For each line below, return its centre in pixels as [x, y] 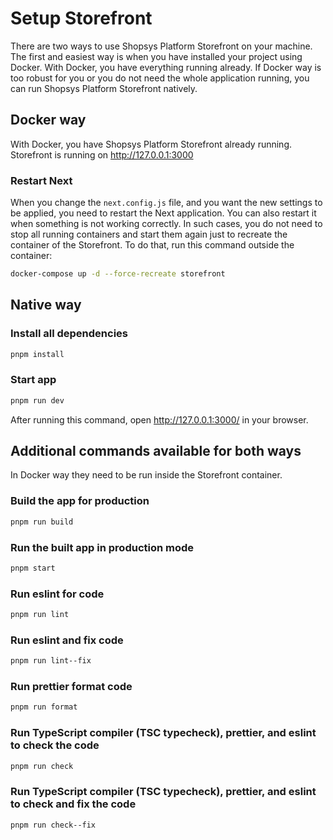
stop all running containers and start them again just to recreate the [149, 234]
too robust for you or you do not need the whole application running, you [160, 78]
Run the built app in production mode [102, 547]
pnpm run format [44, 707]
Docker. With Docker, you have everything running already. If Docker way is [166, 67]
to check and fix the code [73, 804]
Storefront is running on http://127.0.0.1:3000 [102, 154]
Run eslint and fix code [67, 640]
